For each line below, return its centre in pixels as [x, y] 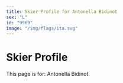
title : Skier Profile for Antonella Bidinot [62, 12]
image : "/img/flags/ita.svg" [42, 28]
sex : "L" [17, 17]
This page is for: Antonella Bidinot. [48, 74]
